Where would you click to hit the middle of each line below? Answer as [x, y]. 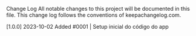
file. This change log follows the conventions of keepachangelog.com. [94, 15]
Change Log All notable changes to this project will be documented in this [98, 9]
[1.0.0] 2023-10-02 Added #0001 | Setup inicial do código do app [88, 27]
